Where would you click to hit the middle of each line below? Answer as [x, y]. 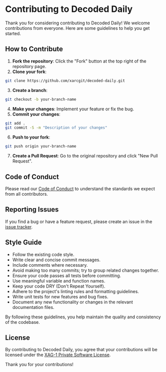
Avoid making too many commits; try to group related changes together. [86, 270]
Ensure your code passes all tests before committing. [67, 275]
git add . [15, 123]
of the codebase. [23, 322]
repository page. [29, 66]
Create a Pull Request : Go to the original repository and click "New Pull [85, 156]
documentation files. [33, 307]
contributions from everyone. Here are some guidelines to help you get [78, 28]
